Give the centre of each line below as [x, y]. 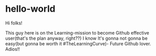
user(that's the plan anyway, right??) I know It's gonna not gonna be [76, 38]
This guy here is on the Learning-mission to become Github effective [77, 33]
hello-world [30, 9]
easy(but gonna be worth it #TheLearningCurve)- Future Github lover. [78, 43]
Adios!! [13, 49]
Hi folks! [14, 23]
